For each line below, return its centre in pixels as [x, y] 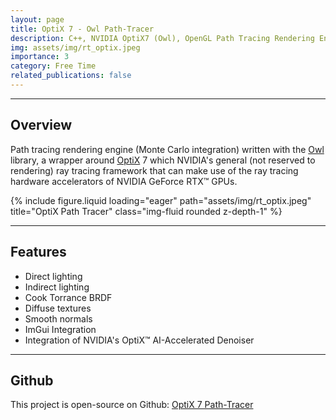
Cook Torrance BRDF [68, 297]
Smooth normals [58, 318]
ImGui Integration [60, 329]
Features [38, 252]
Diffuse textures [58, 308]
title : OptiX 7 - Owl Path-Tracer [82, 29]
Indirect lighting [57, 287]
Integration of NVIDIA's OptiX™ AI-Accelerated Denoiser [139, 340]
